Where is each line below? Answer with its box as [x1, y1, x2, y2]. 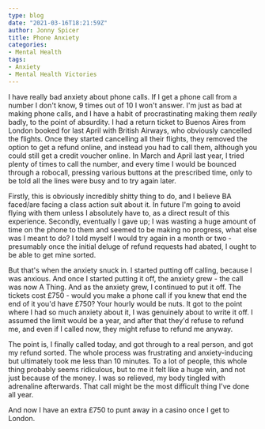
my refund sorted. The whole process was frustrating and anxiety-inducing [8, 348, 253, 357]
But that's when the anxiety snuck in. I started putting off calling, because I [8, 265, 252, 275]
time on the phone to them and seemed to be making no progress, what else [8, 224, 257, 234]
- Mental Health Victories [8, 70, 97, 78]
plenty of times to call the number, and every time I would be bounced [8, 159, 237, 168]
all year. [8, 389, 34, 399]
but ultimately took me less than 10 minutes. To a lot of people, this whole [8, 356, 248, 366]
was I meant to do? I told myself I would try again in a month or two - [8, 233, 232, 243]
